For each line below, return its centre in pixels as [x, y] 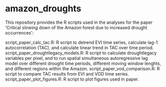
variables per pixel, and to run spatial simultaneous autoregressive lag [77, 58]
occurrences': [19, 33]
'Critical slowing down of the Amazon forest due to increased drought [76, 27]
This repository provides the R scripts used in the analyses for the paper [79, 22]
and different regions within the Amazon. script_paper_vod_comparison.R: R [83, 68]
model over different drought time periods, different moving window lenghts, [83, 63]
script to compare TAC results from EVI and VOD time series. [67, 74]
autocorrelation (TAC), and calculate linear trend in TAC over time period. [80, 47]
